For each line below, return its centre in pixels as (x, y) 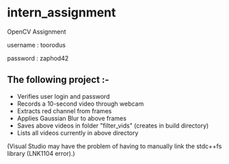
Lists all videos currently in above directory (78, 132)
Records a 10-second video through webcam (80, 104)
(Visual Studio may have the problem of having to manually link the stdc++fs (114, 146)
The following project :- (58, 80)
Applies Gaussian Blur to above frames (71, 118)
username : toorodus (37, 45)
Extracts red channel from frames (64, 110)
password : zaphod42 (38, 58)
